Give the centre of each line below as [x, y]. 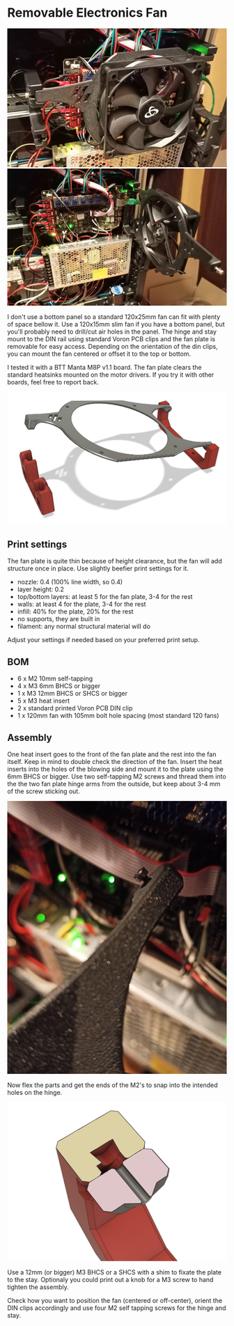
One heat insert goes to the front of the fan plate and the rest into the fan [112, 754]
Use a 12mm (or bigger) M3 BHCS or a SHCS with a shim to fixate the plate [114, 1272]
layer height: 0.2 [41, 589]
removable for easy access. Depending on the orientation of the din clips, [112, 346]
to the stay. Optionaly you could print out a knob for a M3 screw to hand [110, 1279]
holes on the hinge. [35, 1092]
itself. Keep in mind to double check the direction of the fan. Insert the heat [115, 762]
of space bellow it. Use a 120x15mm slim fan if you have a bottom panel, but [116, 324]
